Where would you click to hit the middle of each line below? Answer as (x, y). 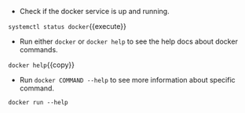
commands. (38, 49)
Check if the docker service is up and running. (95, 11)
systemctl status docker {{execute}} (68, 26)
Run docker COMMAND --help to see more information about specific (127, 80)
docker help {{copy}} (42, 65)
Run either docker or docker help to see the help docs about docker (128, 41)
